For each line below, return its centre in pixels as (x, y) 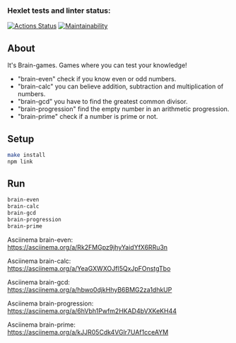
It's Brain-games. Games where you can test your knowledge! (97, 65)
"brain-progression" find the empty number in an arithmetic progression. (123, 109)
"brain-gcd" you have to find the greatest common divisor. (102, 102)
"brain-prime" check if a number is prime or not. (88, 117)
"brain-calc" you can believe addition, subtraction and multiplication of (120, 86)
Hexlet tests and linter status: (59, 11)
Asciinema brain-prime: (41, 325)
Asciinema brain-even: (40, 240)
